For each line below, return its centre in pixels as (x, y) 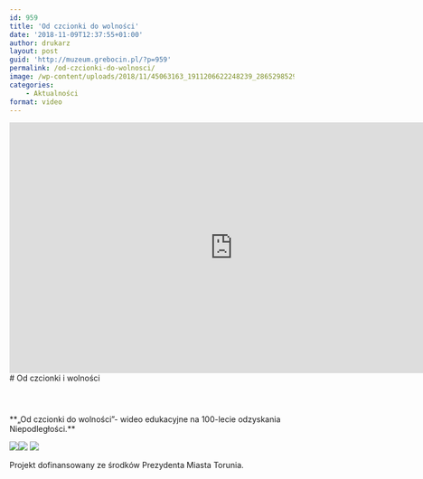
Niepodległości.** (42, 429)
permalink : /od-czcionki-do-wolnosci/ (82, 69)
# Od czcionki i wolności (55, 378)
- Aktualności (52, 93)
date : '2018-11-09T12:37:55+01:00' (76, 34)
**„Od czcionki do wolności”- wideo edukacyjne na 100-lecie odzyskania (145, 419)
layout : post (34, 52)
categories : (32, 85)
